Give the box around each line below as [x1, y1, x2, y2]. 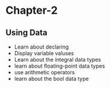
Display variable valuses [14, 50, 74, 57]
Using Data [5, 28, 48, 38]
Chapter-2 [5, 4, 58, 17]
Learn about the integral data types [14, 56, 101, 63]
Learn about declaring [14, 43, 69, 50]
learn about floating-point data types [14, 62, 105, 69]
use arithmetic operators [14, 69, 75, 75]
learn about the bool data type [14, 75, 89, 82]
